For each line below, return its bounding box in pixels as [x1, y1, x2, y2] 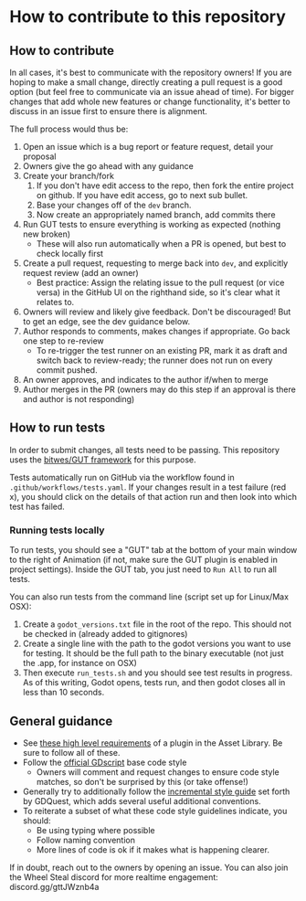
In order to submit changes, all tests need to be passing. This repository [9, 444, 280, 455]
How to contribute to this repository [9, 6, 286, 27]
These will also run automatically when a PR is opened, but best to [36, 238, 287, 249]
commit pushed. [36, 365, 98, 376]
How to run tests [9, 420, 106, 436]
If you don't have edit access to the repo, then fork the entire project [36, 180, 294, 191]
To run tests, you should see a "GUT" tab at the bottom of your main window [9, 545, 298, 556]
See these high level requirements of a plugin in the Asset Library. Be [22, 737, 283, 748]
